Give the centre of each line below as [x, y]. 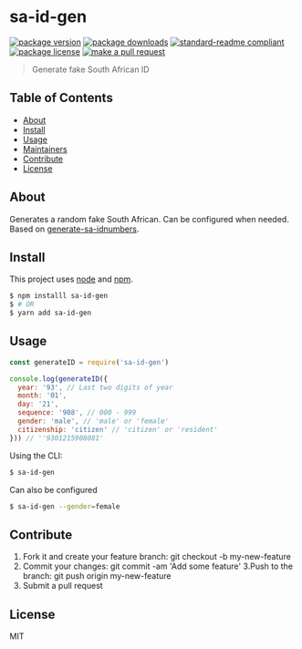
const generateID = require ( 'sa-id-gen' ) [89, 362]
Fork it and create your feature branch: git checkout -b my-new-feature [157, 557]
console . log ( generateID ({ [58, 379]
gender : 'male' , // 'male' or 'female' [94, 421]
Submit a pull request [62, 586]
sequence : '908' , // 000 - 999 [77, 413]
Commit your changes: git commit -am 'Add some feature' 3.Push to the [158, 566]
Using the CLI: [36, 455]
